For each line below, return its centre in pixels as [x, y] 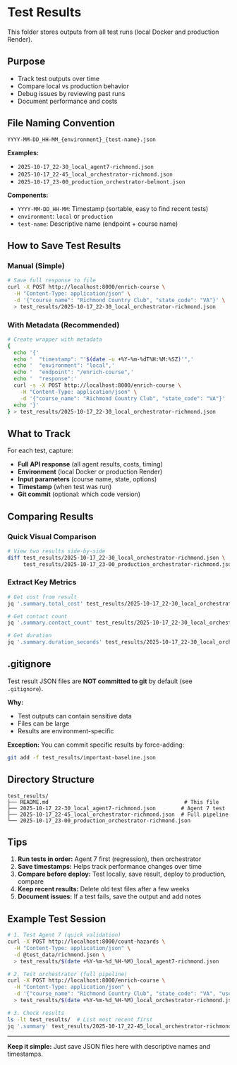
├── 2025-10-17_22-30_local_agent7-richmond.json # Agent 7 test [116, 808]
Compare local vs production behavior [73, 86]
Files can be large [43, 723]
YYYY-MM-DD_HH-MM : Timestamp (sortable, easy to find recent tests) [113, 208]
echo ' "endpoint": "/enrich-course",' [74, 372]
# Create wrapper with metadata [55, 339]
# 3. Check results [36, 1013]
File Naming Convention [61, 123]
